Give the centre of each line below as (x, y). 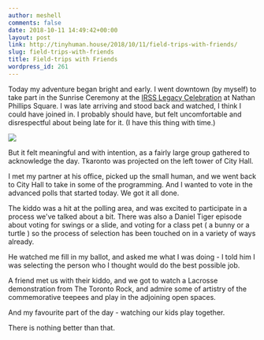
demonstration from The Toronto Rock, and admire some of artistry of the (127, 289)
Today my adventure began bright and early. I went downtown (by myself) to (132, 89)
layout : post (30, 37)
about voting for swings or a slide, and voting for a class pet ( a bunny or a (129, 224)
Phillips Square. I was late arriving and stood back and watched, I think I (125, 105)
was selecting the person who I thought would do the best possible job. (124, 265)
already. (21, 242)
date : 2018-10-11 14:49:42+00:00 (63, 30)
